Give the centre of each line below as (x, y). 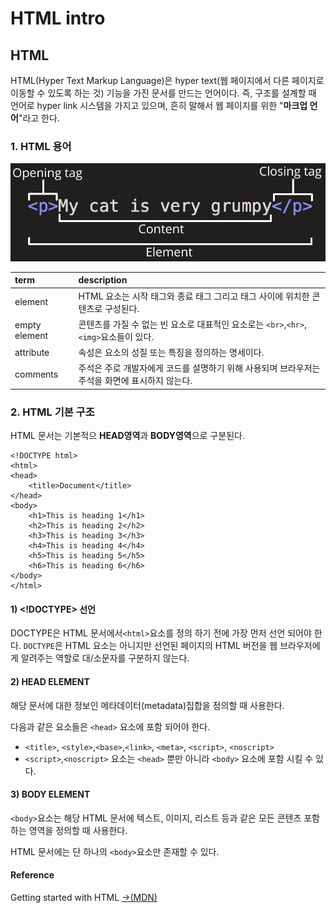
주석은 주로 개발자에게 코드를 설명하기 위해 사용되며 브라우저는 (199, 368)
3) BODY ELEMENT (50, 794)
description (103, 280)
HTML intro (58, 18)
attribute (32, 352)
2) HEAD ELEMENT (50, 681)
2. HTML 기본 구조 (52, 412)
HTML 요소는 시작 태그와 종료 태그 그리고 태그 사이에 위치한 (194, 296)
